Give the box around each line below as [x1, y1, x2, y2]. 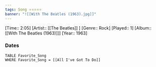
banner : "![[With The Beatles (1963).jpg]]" [5, 12, 96, 17]
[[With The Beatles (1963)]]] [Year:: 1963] [5, 30, 88, 36]
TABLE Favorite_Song [5, 53, 47, 58]
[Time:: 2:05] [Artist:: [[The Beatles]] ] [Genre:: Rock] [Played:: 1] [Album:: [5, 25, 152, 31]
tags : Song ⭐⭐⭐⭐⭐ [5, 7, 42, 12]
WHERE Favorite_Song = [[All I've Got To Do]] [5, 57, 101, 62]
